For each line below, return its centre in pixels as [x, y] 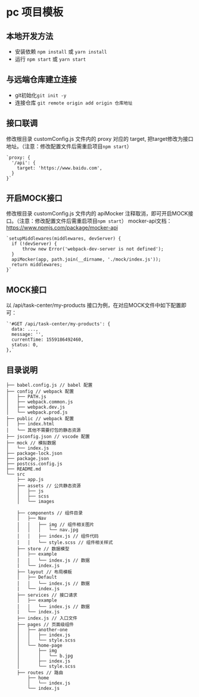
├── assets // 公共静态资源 [49, 486]
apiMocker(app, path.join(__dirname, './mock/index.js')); [86, 260]
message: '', [28, 335]
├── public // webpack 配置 [40, 419]
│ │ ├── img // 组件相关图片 [56, 525]
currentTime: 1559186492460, [48, 340]
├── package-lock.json [34, 454]
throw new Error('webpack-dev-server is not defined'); [93, 249]
